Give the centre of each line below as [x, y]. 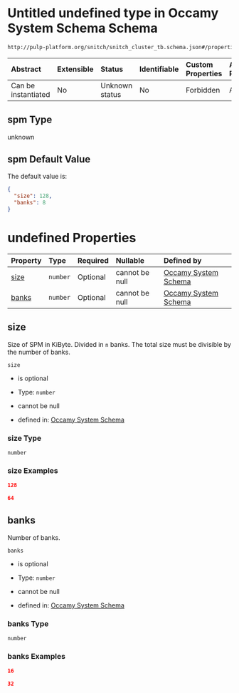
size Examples [33, 470]
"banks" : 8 [30, 203]
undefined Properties [72, 238]
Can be [23, 85]
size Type [25, 438]
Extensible [75, 69]
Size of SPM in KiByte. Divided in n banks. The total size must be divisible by [119, 344]
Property [26, 260]
